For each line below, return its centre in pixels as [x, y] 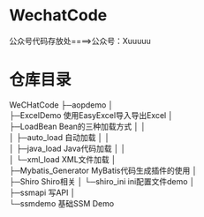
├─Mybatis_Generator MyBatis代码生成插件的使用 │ [103, 170]
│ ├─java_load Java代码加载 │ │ [68, 148]
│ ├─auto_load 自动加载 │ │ [60, 137]
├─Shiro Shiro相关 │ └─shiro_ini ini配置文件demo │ [102, 181]
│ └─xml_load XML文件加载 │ [63, 159]
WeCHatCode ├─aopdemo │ [61, 105]
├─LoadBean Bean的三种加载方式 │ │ [78, 126]
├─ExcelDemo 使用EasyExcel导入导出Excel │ [91, 115]
